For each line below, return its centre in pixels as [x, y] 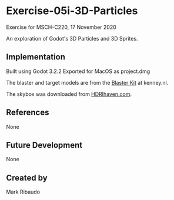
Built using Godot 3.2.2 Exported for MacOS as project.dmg [78, 71]
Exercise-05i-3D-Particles [72, 11]
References [28, 113]
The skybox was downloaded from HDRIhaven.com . [69, 94]
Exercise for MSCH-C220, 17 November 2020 [61, 27]
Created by [27, 178]
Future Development [44, 145]
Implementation [36, 57]
